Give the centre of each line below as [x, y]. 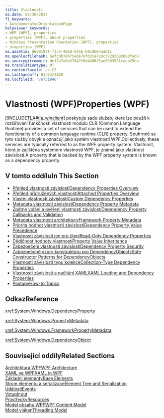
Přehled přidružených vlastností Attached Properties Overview [76, 193]
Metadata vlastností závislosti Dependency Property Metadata [76, 204]
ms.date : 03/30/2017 [27, 14]
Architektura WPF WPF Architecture [41, 368]
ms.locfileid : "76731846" [32, 79]
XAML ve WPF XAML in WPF [34, 373]
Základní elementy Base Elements [39, 378]
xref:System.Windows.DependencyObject [48, 340]
